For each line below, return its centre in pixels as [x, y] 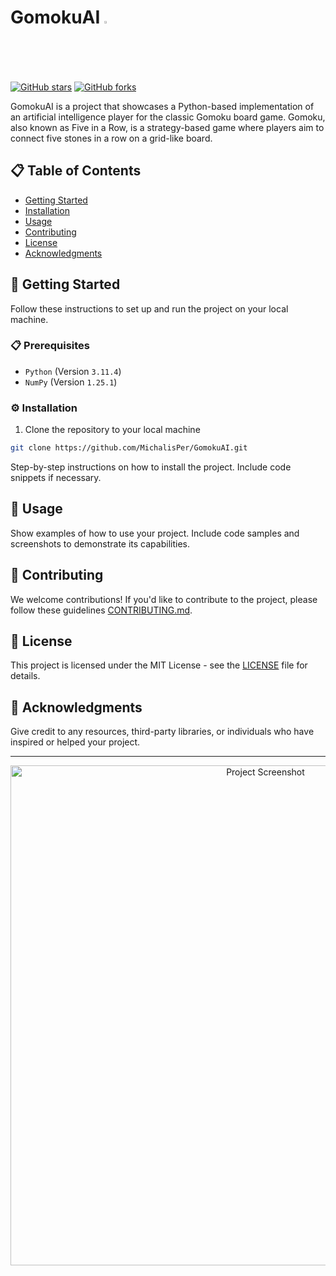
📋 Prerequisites [50, 346]
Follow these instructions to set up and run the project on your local [149, 308]
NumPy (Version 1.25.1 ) [71, 382]
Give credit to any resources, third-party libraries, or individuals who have [162, 732]
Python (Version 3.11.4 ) [73, 371]
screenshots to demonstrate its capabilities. [100, 543]
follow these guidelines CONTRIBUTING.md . [101, 610]
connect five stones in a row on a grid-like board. [111, 138]
